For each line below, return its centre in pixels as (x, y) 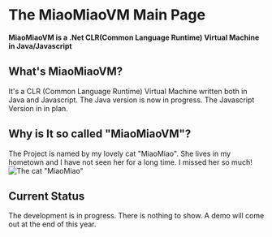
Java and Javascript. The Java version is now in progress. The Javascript (132, 100)
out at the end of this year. (52, 224)
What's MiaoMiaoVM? (66, 72)
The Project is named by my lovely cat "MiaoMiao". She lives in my (120, 153)
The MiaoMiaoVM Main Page (107, 15)
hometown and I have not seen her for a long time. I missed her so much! (131, 162)
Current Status (47, 196)
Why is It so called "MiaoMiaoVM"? (100, 134)
